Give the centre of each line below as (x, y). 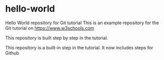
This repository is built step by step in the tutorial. (57, 38)
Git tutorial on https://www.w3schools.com (50, 28)
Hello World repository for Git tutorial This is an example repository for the (82, 23)
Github (12, 53)
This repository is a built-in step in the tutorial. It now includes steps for (79, 47)
